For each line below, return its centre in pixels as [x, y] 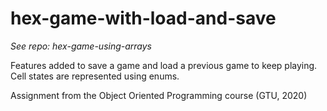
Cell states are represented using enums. [95, 76]
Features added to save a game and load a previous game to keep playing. [164, 65]
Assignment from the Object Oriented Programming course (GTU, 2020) [159, 95]
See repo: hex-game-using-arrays [81, 46]
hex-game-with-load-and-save [143, 18]
